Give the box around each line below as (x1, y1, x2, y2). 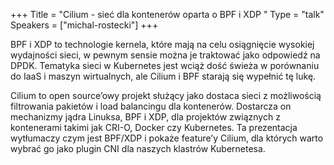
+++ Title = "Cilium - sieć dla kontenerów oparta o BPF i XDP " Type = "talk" (10, 9, 325, 20)
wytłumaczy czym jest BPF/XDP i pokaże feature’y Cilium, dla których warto (10, 132, 324, 144)
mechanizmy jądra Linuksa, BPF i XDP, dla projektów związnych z (10, 111, 281, 123)
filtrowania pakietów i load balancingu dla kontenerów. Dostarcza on (10, 100, 292, 112)
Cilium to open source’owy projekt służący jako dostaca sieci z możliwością (10, 90, 322, 101)
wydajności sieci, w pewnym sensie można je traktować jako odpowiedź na (10, 49, 321, 61)
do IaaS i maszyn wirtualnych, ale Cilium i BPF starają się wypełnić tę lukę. (10, 70, 317, 82)
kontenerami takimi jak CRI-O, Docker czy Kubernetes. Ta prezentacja (10, 122, 298, 133)
